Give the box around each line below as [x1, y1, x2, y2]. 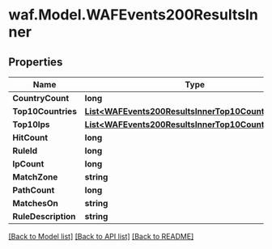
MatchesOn [12, 198, 59, 209]
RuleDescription [12, 211, 76, 222]
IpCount [12, 158, 45, 169]
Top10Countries [12, 106, 77, 116]
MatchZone [12, 171, 58, 183]
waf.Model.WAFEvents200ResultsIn [8, 6, 259, 24]
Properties [8, 55, 63, 69]
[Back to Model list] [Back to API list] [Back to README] [8, 232, 194, 241]
